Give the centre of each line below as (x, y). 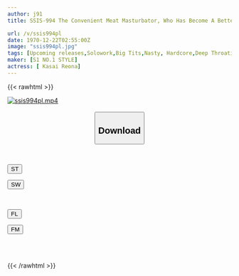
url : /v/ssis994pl (34, 33)
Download (119, 131)
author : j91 (25, 14)
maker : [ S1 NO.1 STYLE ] (43, 60)
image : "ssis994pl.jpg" (43, 47)
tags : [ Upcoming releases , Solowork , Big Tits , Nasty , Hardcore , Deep (108, 53)
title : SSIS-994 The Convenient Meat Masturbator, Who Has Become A (111, 21)
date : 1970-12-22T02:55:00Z (49, 40)
